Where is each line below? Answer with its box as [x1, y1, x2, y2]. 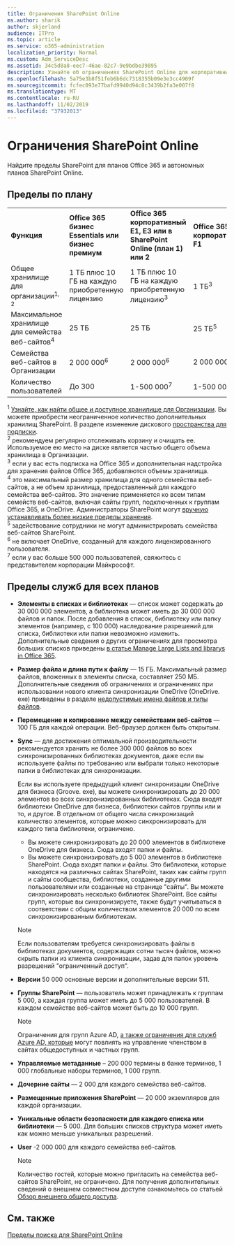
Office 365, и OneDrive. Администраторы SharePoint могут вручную [7, 505, 209, 514]
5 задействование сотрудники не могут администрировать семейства [7, 520, 218, 530]
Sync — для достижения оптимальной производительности [17, 737, 197, 745]
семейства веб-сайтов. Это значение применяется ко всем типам [7, 490, 205, 498]
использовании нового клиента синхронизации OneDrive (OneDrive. [17, 687, 221, 695]
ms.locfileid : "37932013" [7, 108, 82, 115]
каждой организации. [17, 1101, 82, 1109]
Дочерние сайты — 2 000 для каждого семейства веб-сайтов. [17, 1080, 207, 1088]
